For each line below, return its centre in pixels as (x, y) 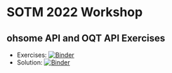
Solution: (29, 62)
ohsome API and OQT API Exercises (86, 38)
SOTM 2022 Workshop (75, 12)
